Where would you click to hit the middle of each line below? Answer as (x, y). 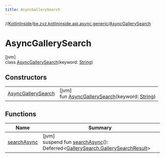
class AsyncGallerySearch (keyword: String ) (49, 62)
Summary (100, 128)
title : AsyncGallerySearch (33, 10)
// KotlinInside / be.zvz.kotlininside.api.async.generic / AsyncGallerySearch (78, 23)
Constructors (26, 77)
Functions (21, 114)
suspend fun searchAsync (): (75, 142)
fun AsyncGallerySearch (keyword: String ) (108, 97)
